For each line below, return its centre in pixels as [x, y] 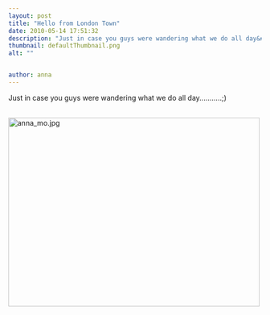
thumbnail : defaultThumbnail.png [64, 46]
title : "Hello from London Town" [64, 23]
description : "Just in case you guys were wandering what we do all [125, 38]
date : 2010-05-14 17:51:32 [53, 31]
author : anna [30, 75]
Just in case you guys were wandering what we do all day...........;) [118, 97]
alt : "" [21, 53]
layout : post [30, 16]
